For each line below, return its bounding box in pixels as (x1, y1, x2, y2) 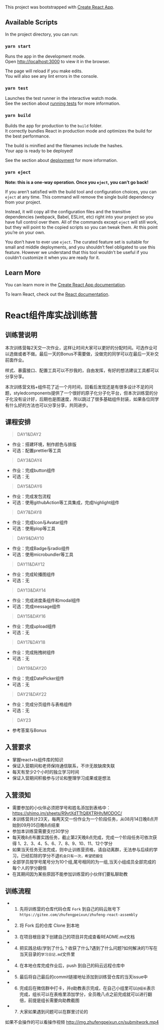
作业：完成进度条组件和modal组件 (12, 597, 81, 603)
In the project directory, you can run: (5, 31, 79, 37)
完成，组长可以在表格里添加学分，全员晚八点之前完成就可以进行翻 (19, 991, 152, 997)
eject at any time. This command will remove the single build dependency (5, 194, 154, 200)
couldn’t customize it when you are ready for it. (5, 254, 100, 260)
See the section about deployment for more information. (5, 157, 118, 163)
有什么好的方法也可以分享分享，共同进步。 (5, 402, 91, 408)
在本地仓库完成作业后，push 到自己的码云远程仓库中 (19, 962, 125, 968)
